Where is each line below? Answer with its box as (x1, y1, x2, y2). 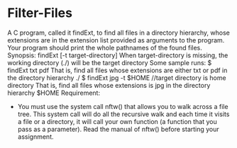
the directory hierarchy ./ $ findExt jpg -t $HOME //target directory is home (7, 73, 226, 82)
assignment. (17, 132, 54, 141)
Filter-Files (7, 5, 73, 21)
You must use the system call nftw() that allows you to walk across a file (17, 102, 228, 110)
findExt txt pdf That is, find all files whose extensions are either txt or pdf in (7, 66, 228, 74)
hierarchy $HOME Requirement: (7, 89, 101, 97)
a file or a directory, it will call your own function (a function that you (17, 117, 218, 125)
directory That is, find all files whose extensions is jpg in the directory (7, 81, 211, 89)
